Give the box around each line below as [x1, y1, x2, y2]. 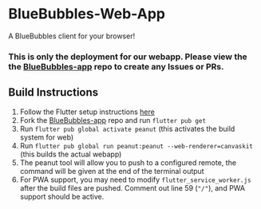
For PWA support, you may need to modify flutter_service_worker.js [19, 175, 251, 184]
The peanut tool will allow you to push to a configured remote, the [19, 157, 237, 168]
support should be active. [19, 191, 105, 201]
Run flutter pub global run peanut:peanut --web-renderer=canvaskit [19, 140, 253, 150]
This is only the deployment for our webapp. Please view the [8, 51, 247, 62]
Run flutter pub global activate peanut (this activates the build [19, 124, 235, 133]
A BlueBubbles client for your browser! [8, 31, 136, 41]
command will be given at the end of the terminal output [19, 166, 205, 175]
